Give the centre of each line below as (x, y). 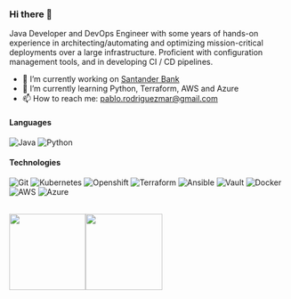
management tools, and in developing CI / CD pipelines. (111, 62)
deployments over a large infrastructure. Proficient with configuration (136, 53)
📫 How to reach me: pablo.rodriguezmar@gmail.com (120, 99)
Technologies (35, 163)
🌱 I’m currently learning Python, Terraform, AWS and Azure (130, 89)
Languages (30, 122)
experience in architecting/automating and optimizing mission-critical (137, 43)
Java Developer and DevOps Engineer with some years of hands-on (134, 34)
